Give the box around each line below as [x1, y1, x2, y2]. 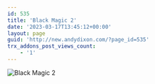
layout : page [7, 29, 46, 37]
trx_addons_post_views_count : [7, 43, 97, 50]
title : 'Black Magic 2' [7, 17, 77, 24]
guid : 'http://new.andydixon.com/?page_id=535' [7, 36, 150, 43]
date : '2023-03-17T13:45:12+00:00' [7, 23, 112, 30]
